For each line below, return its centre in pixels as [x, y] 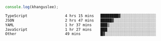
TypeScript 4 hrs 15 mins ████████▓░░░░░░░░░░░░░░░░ [80, 16]
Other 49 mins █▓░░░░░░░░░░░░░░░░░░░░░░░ [80, 34]
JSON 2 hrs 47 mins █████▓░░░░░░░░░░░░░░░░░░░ [80, 20]
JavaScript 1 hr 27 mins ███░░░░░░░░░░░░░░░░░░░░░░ [80, 29]
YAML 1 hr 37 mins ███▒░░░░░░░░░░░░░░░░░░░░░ [80, 25]
